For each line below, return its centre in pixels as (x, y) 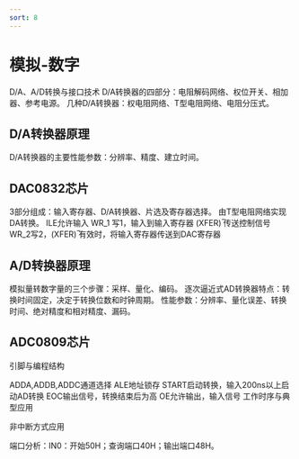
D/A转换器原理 (49, 134)
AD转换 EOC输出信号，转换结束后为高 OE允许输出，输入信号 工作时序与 (149, 396)
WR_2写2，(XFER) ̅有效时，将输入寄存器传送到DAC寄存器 (115, 234)
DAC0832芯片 (49, 189)
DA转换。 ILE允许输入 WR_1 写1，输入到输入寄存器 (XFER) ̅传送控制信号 (140, 223)
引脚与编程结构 (37, 365)
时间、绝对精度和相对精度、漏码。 (72, 311)
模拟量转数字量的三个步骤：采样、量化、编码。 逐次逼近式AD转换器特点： (146, 288)
